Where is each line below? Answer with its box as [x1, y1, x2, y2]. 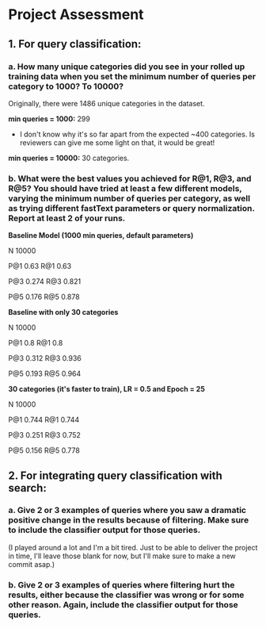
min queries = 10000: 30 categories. [8, 153, 130, 163]
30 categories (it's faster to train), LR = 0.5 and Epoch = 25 [8, 385, 206, 394]
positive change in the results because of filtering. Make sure [8, 515, 249, 526]
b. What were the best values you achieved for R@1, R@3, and [8, 173, 252, 184]
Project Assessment [8, 6, 144, 24]
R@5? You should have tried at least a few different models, [8, 182, 242, 193]
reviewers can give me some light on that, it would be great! [19, 137, 215, 147]
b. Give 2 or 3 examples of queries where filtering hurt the [8, 579, 235, 590]
